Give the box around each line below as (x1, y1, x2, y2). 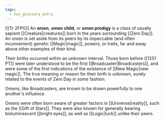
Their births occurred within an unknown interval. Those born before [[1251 (5, 55, 157, 61)
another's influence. (5, 91, 46, 97)
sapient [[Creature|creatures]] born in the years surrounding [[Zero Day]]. (5, 30, 154, 36)
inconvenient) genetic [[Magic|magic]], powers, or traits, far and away (5, 40, 146, 46)
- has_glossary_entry (9, 12, 54, 17)
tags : (5, 7, 16, 12)
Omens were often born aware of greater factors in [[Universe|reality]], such (5, 100, 160, 106)
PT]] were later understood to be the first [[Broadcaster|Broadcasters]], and (5, 60, 158, 66)
